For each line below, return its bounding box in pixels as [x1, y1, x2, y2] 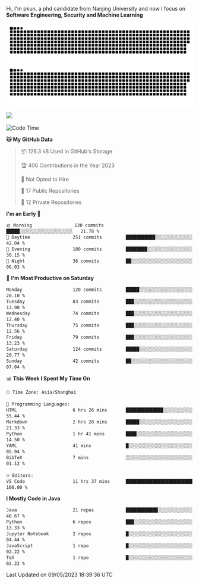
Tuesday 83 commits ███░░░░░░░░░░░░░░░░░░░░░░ [6, 299, 193, 304]
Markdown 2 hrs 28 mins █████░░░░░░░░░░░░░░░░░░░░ [6, 419, 193, 425]
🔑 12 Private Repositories [20, 199, 82, 206]
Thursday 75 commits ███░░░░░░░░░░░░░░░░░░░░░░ [6, 322, 193, 328]
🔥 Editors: [6, 472, 34, 478]
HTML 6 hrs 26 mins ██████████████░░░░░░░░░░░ [6, 407, 193, 413]
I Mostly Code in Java [6, 495, 61, 502]
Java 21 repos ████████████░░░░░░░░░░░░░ [6, 507, 193, 513]
